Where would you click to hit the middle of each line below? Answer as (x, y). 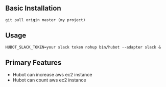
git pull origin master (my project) (45, 20)
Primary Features (33, 63)
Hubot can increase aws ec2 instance (52, 75)
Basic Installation (33, 8)
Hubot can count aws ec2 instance (49, 80)
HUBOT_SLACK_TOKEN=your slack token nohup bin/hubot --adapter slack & (83, 47)
